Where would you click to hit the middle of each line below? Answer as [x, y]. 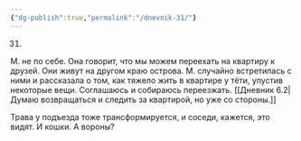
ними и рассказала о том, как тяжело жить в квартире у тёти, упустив [147, 80]
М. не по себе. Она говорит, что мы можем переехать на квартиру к [143, 61]
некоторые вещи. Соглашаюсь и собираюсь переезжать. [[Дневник [142, 89]
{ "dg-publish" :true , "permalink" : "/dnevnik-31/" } [103, 18]
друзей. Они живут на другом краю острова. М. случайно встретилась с [151, 70]
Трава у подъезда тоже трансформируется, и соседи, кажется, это [140, 117]
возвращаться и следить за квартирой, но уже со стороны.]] [158, 99]
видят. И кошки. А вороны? [63, 127]
